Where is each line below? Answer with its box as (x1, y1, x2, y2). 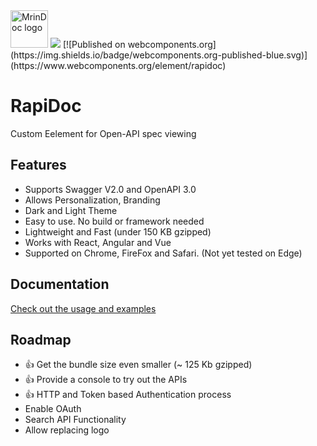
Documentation (10, 276, 110, 293)
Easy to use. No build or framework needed (24, 215, 205, 227)
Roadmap (10, 331, 72, 348)
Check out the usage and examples (10, 302, 157, 314)
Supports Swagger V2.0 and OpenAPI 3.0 (24, 183, 197, 195)
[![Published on (62, 39, 126, 50)
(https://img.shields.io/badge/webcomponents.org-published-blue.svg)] (10, 49, 308, 61)
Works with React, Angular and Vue (24, 236, 172, 248)
